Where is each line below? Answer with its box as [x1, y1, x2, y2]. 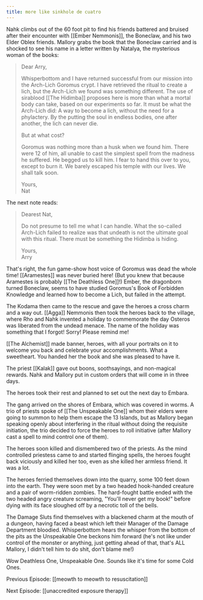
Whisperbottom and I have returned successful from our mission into [21, 74, 193, 82]
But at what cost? [21, 131, 65, 139]
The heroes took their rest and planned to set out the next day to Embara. [6, 389, 189, 397]
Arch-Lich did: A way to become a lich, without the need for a [21, 107, 175, 114]
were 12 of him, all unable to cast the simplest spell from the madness [21, 150, 195, 157]
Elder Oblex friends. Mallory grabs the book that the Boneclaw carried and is [6, 38, 197, 45]
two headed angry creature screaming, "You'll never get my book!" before [6, 495, 191, 503]
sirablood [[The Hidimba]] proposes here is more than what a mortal [21, 94, 192, 101]
